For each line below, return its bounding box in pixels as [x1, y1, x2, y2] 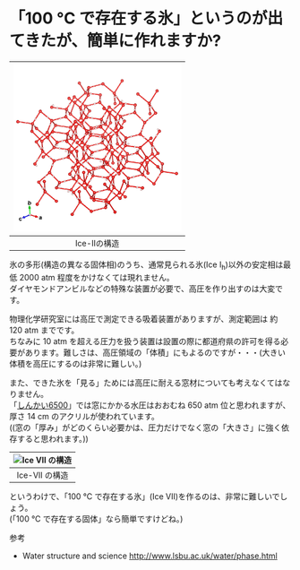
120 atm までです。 [9, 324, 80, 335]
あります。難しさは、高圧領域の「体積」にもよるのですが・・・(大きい [24, 347, 287, 358]
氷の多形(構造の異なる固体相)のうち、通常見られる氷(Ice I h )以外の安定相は [9, 259, 284, 272]
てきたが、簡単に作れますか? [9, 30, 222, 51]
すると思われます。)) [16, 433, 90, 444]
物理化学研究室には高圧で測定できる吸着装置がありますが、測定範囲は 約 [9, 313, 279, 324]
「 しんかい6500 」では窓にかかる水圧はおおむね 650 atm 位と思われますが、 [9, 400, 291, 410]
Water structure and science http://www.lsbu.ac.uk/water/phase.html [21, 550, 278, 561]
